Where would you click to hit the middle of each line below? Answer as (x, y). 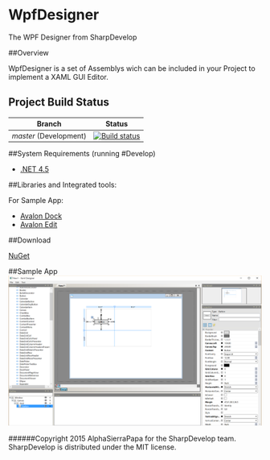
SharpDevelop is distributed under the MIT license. (92, 447)
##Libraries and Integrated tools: (63, 184)
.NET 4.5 (35, 169)
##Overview (29, 52)
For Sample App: (36, 200)
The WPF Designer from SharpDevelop (73, 37)
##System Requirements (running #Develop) (82, 153)
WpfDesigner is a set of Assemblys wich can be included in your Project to (132, 68)
